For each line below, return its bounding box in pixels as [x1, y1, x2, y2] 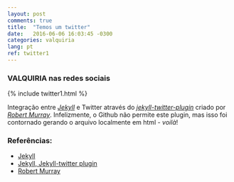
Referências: [7, 136, 53, 146]
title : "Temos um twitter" [7, 23, 91, 30]
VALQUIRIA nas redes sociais [7, 73, 110, 83]
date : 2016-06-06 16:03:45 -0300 [7, 30, 113, 38]
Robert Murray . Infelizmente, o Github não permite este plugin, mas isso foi [7, 110, 228, 119]
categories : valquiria [7, 37, 75, 44]
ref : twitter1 [7, 50, 50, 57]
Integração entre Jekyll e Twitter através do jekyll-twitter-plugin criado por [7, 103, 226, 112]
